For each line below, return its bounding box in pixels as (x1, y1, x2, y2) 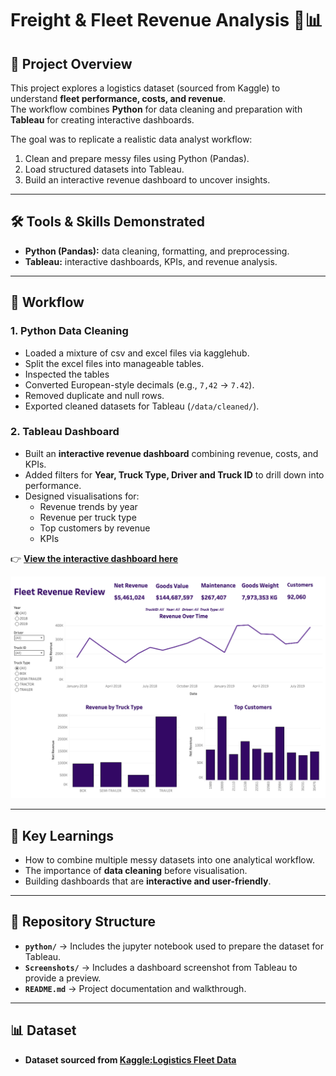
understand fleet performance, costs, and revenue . (10, 93, 227, 104)
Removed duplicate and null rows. (24, 389, 165, 401)
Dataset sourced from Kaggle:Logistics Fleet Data (24, 1053, 237, 1066)
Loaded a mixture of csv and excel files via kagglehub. (24, 347, 250, 359)
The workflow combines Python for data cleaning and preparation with (10, 103, 303, 115)
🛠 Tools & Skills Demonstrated (10, 213, 205, 231)
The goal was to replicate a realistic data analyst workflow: (10, 133, 253, 145)
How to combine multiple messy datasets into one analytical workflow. (24, 853, 315, 866)
